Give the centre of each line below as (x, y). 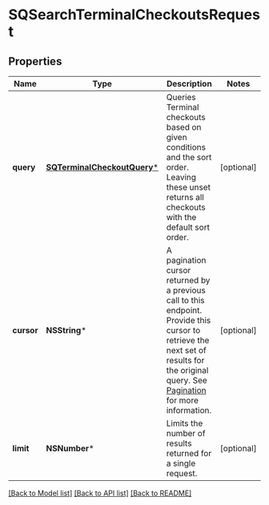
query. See (187, 380)
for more (182, 400)
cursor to (183, 330)
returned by (188, 280)
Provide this (189, 320)
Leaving (181, 177)
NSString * (66, 330)
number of (186, 433)
